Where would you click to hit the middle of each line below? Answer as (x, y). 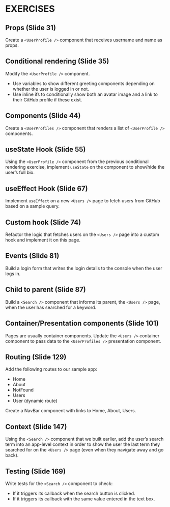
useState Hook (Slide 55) (46, 150)
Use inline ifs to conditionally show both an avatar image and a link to (85, 94)
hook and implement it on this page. (43, 240)
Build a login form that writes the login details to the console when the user (84, 268)
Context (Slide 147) (36, 427)
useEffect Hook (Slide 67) (47, 188)
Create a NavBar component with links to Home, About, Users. (71, 411)
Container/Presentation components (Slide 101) (82, 323)
